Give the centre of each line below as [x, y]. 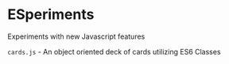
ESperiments [51, 15]
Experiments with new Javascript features [76, 36]
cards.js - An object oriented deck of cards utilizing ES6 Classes [114, 51]
